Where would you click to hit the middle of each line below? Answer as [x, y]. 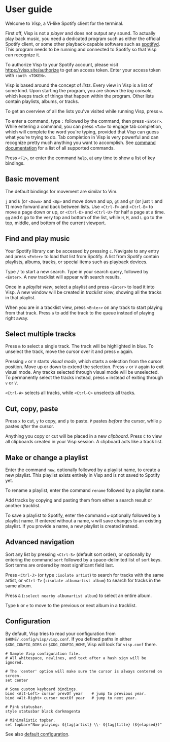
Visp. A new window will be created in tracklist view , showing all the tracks [83, 292]
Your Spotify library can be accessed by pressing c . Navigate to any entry [82, 251]
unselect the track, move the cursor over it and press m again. [69, 351]
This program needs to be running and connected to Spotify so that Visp [81, 49]
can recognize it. [23, 55]
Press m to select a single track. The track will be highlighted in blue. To [79, 346]
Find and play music [38, 239]
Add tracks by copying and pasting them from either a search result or [79, 500]
